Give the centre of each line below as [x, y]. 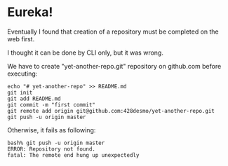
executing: [22, 74]
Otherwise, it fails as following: [52, 130]
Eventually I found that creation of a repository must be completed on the [113, 32]
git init [20, 92]
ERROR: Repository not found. [52, 149]
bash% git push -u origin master [56, 143]
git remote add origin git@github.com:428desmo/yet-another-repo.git [111, 111]
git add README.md [34, 99]
